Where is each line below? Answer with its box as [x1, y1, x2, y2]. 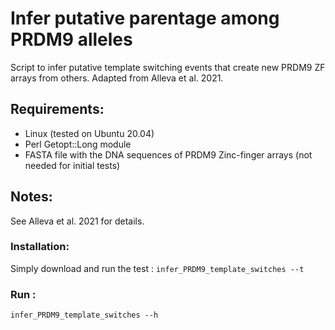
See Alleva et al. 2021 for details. [10, 215, 145, 227]
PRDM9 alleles [10, 28, 133, 51]
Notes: [10, 188, 53, 206]
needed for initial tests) [24, 159, 121, 171]
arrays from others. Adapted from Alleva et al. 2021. [10, 72, 224, 84]
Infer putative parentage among [10, 7, 280, 30]
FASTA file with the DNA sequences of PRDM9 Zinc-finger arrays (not [24, 148, 313, 161]
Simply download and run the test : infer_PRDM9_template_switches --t [10, 262, 305, 274]
